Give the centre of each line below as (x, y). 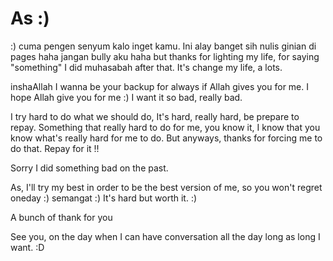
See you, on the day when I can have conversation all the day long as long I (165, 236)
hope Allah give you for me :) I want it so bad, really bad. (126, 97)
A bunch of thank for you (61, 217)
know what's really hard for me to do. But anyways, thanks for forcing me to (166, 138)
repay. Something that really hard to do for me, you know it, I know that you (165, 127)
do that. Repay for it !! (55, 148)
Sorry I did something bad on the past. (89, 168)
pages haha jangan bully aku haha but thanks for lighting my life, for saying (165, 56)
